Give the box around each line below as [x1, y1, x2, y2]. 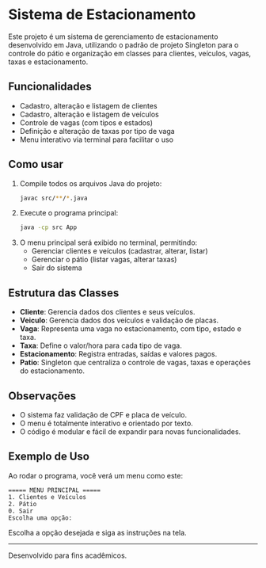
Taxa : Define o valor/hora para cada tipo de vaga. [19, 341, 182, 350]
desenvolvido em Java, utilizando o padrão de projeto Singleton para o [8, 40, 239, 49]
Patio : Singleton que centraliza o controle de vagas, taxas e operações [19, 358, 251, 368]
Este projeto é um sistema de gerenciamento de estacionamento [8, 32, 218, 41]
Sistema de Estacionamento [8, 6, 196, 24]
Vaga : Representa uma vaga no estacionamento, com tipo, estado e [19, 324, 241, 334]
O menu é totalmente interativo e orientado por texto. [19, 418, 194, 428]
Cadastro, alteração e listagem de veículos [19, 109, 160, 119]
